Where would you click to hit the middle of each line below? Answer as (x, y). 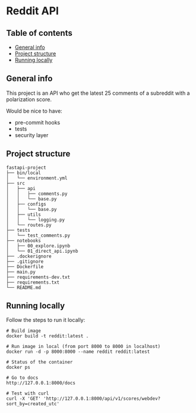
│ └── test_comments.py (38, 235)
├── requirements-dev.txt (38, 277)
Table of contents (39, 33)
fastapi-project (26, 167)
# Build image (24, 331)
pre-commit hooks (37, 122)
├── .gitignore (25, 261)
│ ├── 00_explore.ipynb (38, 246)
